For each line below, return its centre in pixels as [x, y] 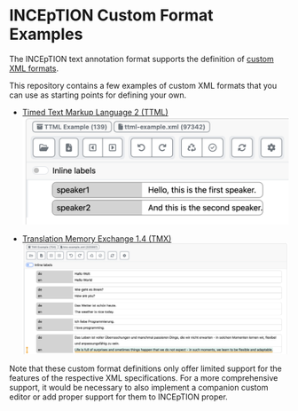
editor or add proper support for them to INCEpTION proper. [118, 397]
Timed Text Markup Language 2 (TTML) [95, 112]
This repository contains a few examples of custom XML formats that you [143, 85]
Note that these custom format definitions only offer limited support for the [145, 368]
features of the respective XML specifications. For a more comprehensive [144, 378]
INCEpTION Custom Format [112, 16]
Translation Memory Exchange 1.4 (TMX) [97, 239]
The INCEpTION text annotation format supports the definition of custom [141, 59]
